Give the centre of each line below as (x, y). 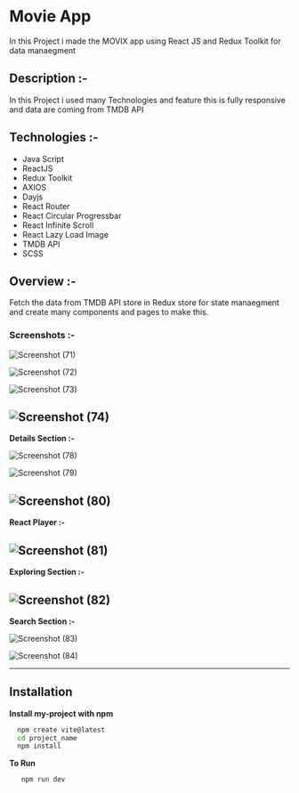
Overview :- (43, 281)
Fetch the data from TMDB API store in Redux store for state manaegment (145, 303)
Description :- (48, 79)
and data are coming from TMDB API (77, 109)
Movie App (50, 16)
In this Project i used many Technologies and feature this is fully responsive (148, 100)
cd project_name (47, 738)
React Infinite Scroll (58, 225)
